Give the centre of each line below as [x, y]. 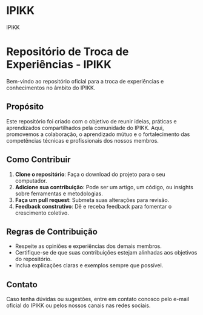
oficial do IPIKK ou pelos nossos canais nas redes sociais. [78, 305]
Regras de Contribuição [52, 231]
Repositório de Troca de [68, 52]
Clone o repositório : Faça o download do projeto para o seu [90, 174]
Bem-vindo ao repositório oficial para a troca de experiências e [85, 81]
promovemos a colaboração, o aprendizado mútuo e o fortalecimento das [98, 134]
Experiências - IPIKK [59, 65]
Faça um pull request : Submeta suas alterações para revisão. [92, 200]
